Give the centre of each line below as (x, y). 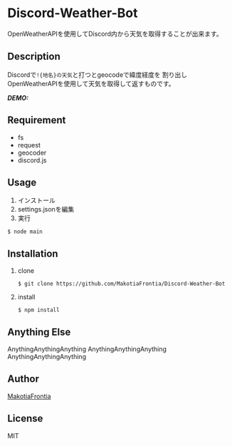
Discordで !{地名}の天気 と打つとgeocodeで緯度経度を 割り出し (97, 74)
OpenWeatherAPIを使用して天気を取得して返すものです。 (91, 83)
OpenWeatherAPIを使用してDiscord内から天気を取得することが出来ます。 (115, 33)
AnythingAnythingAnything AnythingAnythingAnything (87, 349)
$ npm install (38, 310)
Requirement (37, 120)
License (25, 419)
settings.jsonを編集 (46, 209)
